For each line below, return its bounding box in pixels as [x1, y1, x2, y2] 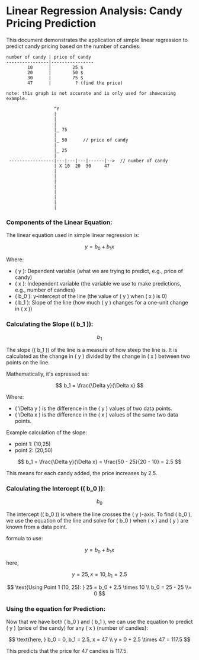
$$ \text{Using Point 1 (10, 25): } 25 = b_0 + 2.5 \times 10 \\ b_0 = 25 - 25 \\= [7, 584, 192, 591]
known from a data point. [6, 523, 68, 531]
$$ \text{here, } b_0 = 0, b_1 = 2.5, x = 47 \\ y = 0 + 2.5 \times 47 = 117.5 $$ [8, 636, 191, 643]
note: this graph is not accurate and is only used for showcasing [6, 90, 176, 96]
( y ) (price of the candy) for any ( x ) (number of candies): [6, 624, 148, 632]
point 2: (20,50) [14, 447, 53, 454]
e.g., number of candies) [14, 286, 75, 294]
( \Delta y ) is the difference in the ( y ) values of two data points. [14, 405, 173, 412]
